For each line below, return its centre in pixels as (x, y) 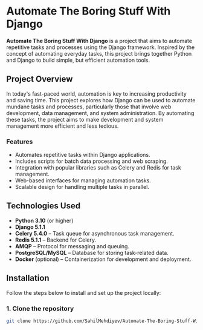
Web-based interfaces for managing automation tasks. (83, 180)
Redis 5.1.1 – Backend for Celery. (56, 240)
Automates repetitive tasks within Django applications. (82, 155)
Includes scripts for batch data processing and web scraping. (91, 161)
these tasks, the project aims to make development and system (85, 119)
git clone (19, 321)
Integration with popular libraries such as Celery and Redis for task (98, 168)
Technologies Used (43, 206)
